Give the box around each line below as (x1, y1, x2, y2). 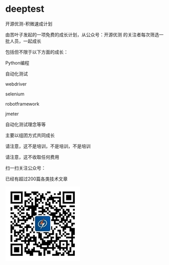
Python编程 (5, 59, 30, 66)
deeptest (5, 3, 45, 15)
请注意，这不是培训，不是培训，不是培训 (5, 143, 91, 149)
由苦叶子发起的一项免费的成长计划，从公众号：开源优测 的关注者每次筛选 (5, 31, 159, 37)
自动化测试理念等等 (5, 121, 46, 127)
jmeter (5, 111, 19, 117)
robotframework (5, 100, 39, 107)
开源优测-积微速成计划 (5, 21, 53, 27)
